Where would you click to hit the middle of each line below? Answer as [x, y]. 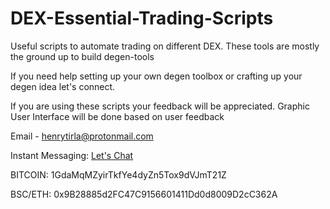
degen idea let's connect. [63, 86]
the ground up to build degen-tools [82, 56]
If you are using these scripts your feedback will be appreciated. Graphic [160, 106]
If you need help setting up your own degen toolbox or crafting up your [156, 76]
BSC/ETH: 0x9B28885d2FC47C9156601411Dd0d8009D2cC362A [144, 194]
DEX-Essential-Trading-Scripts [142, 18]
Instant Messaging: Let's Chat [72, 155]
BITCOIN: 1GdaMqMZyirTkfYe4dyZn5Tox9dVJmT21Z [118, 174]
